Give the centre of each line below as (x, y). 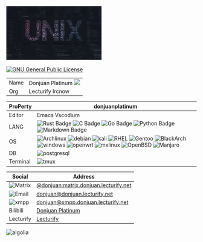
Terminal (20, 161)
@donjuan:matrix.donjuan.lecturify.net (84, 185)
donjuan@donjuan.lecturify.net (75, 194)
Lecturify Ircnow (49, 91)
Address (84, 177)
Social (20, 177)
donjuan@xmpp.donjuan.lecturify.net (82, 202)
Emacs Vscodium (59, 115)
